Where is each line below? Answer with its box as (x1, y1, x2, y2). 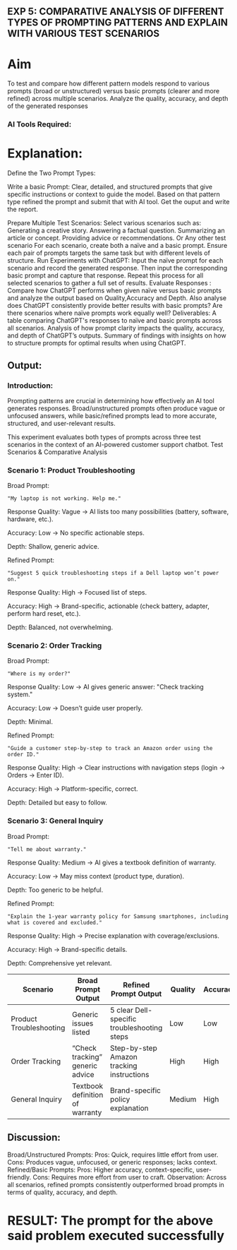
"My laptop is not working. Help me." (7, 495, 121, 502)
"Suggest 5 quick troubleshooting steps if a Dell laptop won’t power (7, 570, 219, 577)
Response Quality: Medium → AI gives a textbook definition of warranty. (7, 858, 217, 867)
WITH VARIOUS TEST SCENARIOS (7, 28, 160, 40)
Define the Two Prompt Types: (7, 169, 96, 177)
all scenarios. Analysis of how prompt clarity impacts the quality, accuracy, (7, 324, 225, 333)
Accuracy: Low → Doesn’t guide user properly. (7, 704, 143, 713)
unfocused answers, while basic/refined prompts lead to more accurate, (7, 411, 217, 419)
